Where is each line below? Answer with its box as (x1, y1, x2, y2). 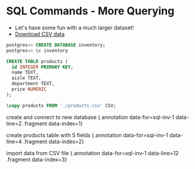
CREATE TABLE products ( (6, 58, 68, 64)
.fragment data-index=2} (23, 138, 85, 145)
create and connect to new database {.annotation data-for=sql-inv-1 (6, 113, 175, 120)
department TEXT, (11, 81, 55, 87)
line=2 (6, 120, 22, 127)
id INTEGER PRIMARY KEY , (11, 64, 74, 70)
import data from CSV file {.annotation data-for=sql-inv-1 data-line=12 (6, 149, 179, 156)
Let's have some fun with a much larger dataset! (14, 24, 134, 31)
